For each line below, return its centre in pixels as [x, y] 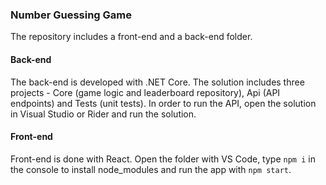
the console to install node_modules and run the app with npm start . [151, 169]
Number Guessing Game [71, 15]
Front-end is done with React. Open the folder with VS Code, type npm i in [163, 159]
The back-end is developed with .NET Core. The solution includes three [157, 82]
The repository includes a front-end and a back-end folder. [131, 37]
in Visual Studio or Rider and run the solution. [103, 114]
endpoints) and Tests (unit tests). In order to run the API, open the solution [163, 103]
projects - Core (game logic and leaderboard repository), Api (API [145, 92]
